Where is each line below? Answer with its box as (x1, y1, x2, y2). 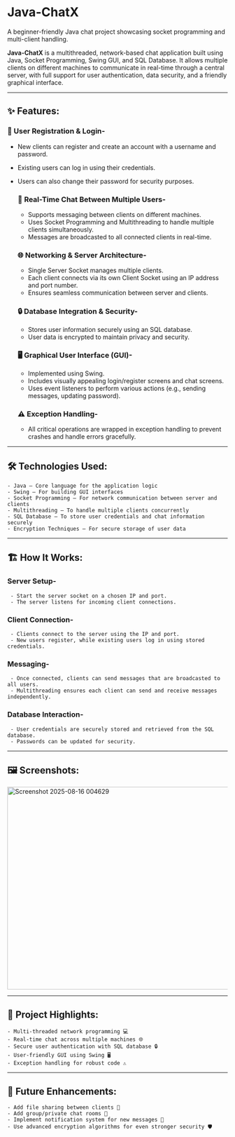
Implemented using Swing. (27, 369, 105, 378)
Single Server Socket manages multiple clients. (27, 266, 164, 274)
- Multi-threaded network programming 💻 (7, 1028, 129, 1035)
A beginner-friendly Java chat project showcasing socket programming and (7, 27, 225, 36)
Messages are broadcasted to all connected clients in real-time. (27, 232, 212, 241)
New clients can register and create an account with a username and (17, 142, 216, 151)
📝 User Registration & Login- (7, 126, 106, 136)
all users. (7, 681, 39, 689)
